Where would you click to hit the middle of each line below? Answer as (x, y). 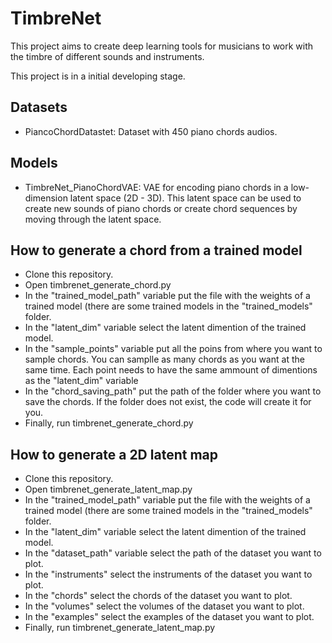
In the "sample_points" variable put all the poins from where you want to (173, 349)
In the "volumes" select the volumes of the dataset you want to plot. (164, 606)
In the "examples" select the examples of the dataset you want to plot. (169, 617)
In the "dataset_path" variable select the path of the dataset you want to (173, 553)
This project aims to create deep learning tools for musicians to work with (162, 46)
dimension (46, 198)
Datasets (39, 107)
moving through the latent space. (93, 219)
